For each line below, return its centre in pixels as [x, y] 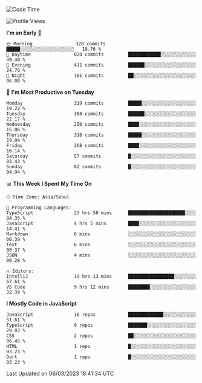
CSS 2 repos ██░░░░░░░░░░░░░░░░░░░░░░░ [101, 336]
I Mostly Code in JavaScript [42, 303]
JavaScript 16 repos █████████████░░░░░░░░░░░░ [101, 315]
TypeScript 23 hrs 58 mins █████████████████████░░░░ [101, 213]
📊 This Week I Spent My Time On [49, 184]
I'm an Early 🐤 [24, 33]
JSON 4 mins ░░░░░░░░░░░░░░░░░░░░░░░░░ [101, 255]
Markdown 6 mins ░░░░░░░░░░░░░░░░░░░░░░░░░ [101, 234]
